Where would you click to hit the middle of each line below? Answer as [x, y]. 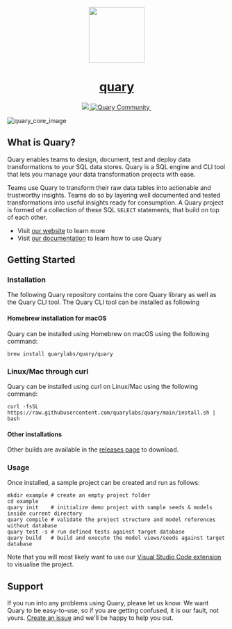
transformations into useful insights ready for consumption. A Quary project [115, 202]
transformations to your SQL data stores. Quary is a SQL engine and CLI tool [116, 166]
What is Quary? [41, 143]
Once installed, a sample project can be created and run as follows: [103, 483]
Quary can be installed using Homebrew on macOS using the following [108, 333]
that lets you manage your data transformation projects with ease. [101, 174]
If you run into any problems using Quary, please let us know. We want [108, 603]
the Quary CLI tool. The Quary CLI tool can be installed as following [103, 302]
